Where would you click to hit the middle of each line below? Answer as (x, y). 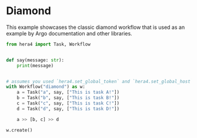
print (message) (35, 65)
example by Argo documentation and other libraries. (69, 33)
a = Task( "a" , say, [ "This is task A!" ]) (68, 93)
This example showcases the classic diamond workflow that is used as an (96, 27)
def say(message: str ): (35, 60)
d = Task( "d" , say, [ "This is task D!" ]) (68, 109)
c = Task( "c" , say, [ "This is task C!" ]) (68, 103)
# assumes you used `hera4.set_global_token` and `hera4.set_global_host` (100, 81)
